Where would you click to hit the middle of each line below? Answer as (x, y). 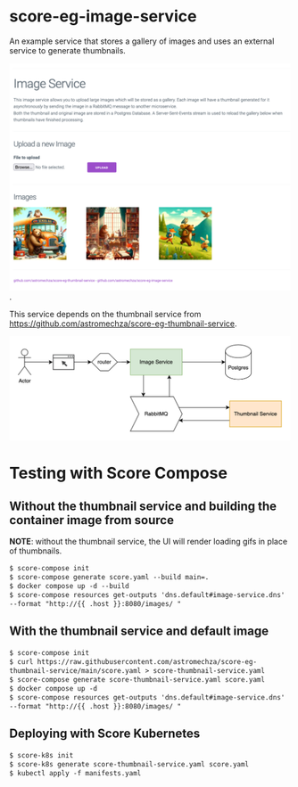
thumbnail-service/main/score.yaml (75, 670)
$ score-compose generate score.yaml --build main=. (109, 577)
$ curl (21, 661)
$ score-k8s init (41, 755)
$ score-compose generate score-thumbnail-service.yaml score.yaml (137, 679)
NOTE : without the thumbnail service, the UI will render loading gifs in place (149, 541)
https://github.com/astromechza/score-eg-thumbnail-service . (123, 324)
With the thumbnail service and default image (139, 631)
